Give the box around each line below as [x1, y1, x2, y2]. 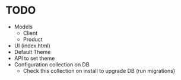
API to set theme [14, 55, 55, 62]
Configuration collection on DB [14, 60, 90, 68]
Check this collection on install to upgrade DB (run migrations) [23, 67, 176, 74]
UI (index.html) [14, 42, 51, 49]
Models [14, 23, 33, 30]
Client [23, 29, 38, 36]
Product [23, 36, 43, 43]
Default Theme [14, 48, 51, 55]
